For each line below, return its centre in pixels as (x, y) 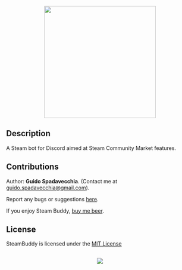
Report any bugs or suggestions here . (53, 199)
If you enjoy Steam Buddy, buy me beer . (55, 211)
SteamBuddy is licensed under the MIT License (64, 244)
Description (28, 134)
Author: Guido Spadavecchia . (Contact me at (62, 181)
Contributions (32, 167)
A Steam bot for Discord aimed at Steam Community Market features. (91, 148)
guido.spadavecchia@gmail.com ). (48, 188)
